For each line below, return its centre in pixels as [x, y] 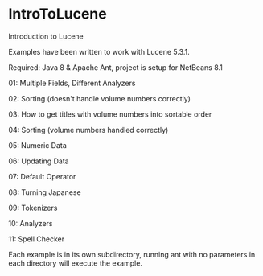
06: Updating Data [39, 161]
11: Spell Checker [37, 239]
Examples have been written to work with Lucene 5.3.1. [99, 51]
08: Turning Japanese [45, 192]
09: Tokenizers [33, 208]
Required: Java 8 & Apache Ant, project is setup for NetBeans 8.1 [115, 67]
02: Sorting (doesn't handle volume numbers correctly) [100, 98]
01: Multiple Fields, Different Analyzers [72, 83]
